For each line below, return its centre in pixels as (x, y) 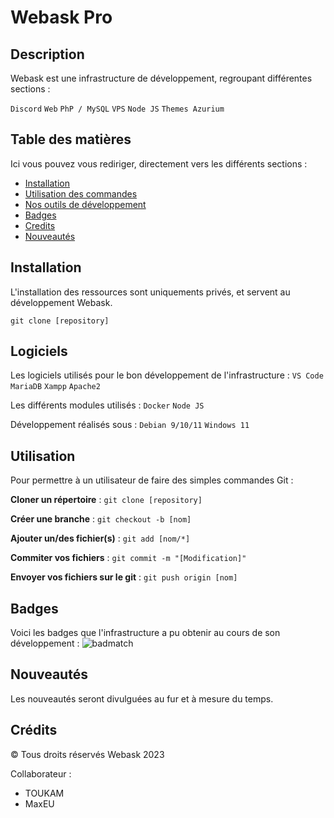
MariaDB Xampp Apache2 (55, 387)
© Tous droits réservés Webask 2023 (87, 754)
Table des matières (71, 139)
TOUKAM (44, 793)
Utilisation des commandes (81, 193)
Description (47, 54)
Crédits (34, 730)
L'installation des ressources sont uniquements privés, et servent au (150, 292)
